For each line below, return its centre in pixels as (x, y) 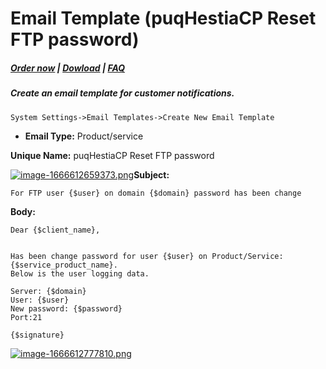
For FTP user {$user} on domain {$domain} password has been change (156, 193)
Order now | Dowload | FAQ (68, 68)
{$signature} (37, 335)
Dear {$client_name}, (55, 230)
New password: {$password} (66, 308)
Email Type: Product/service (84, 136)
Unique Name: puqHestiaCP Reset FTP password (112, 155)
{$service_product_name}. (64, 265)
